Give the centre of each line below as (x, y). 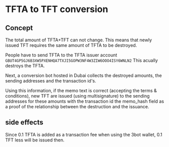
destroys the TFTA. (25, 66)
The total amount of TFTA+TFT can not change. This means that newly (79, 40)
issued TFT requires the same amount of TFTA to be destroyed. (71, 45)
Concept (19, 28)
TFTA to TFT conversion (57, 9)
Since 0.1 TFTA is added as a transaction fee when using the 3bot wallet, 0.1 (84, 134)
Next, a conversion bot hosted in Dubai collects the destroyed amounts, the (84, 76)
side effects (24, 123)
